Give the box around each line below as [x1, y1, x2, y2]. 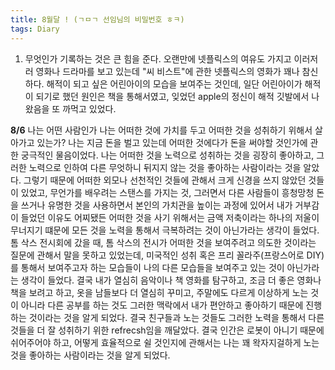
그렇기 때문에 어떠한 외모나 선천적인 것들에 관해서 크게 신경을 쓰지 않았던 [23, 174, 307, 186]
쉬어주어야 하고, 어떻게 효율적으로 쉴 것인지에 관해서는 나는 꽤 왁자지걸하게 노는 [10, 336, 320, 348]
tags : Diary [10, 24, 60, 34]
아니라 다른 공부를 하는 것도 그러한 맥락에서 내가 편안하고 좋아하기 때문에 [20, 299, 304, 311]
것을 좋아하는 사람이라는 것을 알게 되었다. [10, 349, 171, 361]
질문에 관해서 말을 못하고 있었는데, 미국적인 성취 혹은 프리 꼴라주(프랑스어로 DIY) [10, 249, 325, 261]
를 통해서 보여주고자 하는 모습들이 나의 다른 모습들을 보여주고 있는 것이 [10, 261, 285, 273]
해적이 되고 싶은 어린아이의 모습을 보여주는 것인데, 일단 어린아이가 [46, 77, 303, 90]
